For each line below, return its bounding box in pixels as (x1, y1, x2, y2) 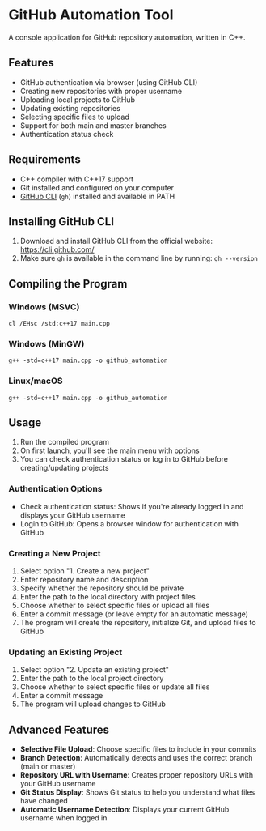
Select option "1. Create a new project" (19, 566, 150, 576)
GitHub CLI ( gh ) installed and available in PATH (19, 191, 175, 201)
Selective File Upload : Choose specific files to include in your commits (19, 744, 257, 754)
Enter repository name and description (19, 575, 149, 585)
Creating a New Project (8, 548, 101, 559)
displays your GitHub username (19, 510, 125, 520)
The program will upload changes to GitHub (19, 699, 166, 710)
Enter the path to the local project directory (19, 674, 164, 684)
